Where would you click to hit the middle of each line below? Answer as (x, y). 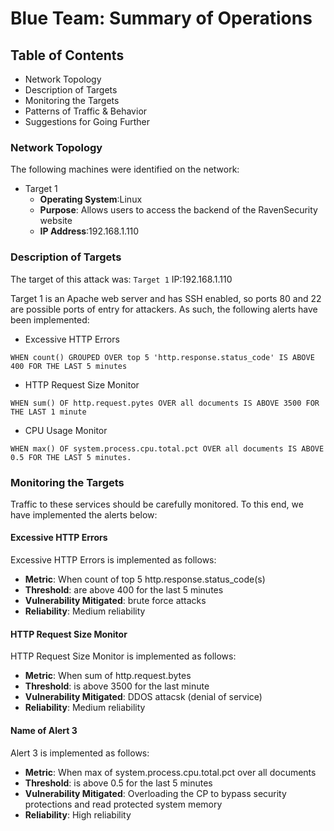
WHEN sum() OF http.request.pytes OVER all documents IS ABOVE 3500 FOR (165, 403)
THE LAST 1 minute (48, 412)
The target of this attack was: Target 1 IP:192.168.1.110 (121, 279)
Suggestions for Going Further (87, 121)
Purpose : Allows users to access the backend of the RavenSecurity (178, 210)
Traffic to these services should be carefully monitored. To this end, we (157, 504)
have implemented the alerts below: (84, 514)
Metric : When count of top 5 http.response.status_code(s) (145, 579)
